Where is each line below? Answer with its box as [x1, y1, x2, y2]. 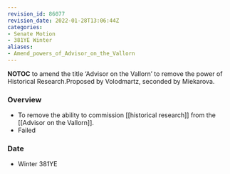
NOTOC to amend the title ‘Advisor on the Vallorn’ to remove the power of [7, 69, 223, 78]
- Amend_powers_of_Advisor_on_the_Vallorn [7, 50, 135, 58]
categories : [7, 23, 43, 31]
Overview [7, 94, 42, 104]
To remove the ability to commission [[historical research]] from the [17, 111, 216, 119]
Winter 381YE [17, 160, 58, 168]
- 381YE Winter [7, 37, 53, 44]
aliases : [7, 43, 33, 50]
